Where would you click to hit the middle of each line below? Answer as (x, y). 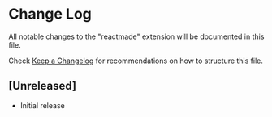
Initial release (42, 105)
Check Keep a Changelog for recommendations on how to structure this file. (136, 61)
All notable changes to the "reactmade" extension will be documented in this (136, 36)
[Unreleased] (43, 86)
